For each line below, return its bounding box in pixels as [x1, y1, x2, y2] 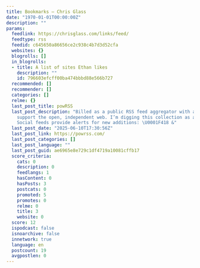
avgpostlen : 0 [11, 253, 46, 259]
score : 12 [11, 220, 36, 226]
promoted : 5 [17, 192, 46, 198]
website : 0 [17, 214, 44, 220]
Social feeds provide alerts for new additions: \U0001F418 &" [17, 120, 177, 126]
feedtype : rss [11, 36, 46, 42]
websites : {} [11, 48, 44, 54]
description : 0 [17, 164, 55, 170]
